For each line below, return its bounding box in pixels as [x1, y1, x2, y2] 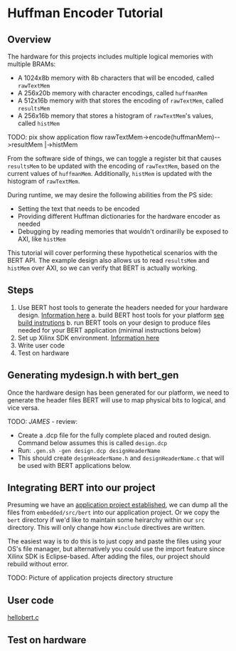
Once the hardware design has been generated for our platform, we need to [7, 388, 230, 397]
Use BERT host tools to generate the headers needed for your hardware [17, 303, 229, 311]
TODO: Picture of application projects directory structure [7, 573, 173, 582]
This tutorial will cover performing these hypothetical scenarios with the [7, 249, 218, 257]
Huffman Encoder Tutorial [7, 5, 163, 21]
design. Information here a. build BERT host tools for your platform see [17, 311, 225, 319]
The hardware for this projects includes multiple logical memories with [7, 52, 213, 61]
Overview [7, 33, 52, 46]
